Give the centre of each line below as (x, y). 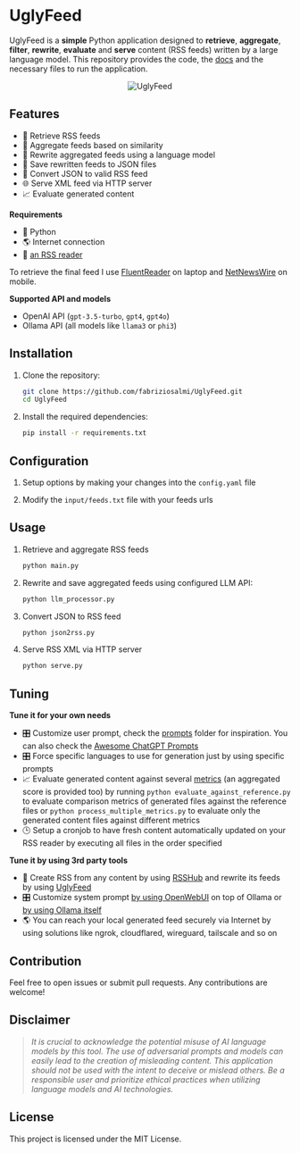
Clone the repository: (61, 375)
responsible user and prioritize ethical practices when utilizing (146, 1079)
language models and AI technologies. (102, 1089)
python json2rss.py (58, 632)
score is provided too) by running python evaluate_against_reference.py (156, 792)
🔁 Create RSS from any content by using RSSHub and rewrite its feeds (151, 878)
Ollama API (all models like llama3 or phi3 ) (99, 325)
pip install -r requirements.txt (84, 433)
